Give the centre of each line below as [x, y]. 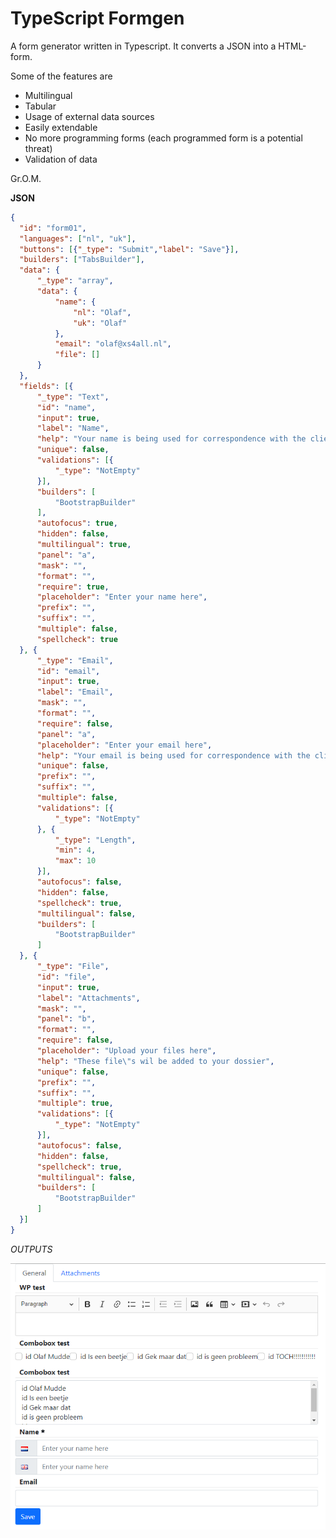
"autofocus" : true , [77, 523]
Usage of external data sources [89, 116]
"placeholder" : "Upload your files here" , [126, 1051]
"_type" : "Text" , [73, 397]
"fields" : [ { [46, 386]
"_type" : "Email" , [75, 660]
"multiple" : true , [75, 1103]
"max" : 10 [75, 861]
